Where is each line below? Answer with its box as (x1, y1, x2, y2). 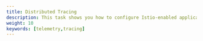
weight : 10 (6, 20, 34, 26)
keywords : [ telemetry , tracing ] (6, 25, 85, 32)
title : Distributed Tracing (6, 8, 77, 15)
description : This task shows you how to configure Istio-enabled (6, 14, 177, 20)
